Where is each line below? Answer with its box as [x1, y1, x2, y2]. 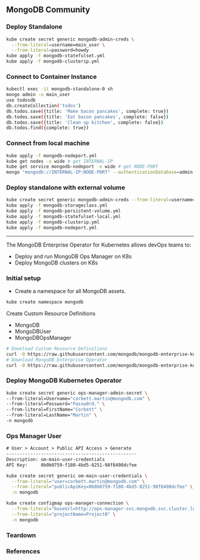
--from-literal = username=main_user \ [11, 42, 105, 48]
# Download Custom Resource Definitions [6, 346, 108, 352]
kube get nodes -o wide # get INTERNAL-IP [6, 158, 113, 164]
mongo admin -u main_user [6, 92, 70, 98]
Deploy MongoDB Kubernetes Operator [6, 376, 122, 384]
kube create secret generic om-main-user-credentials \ [6, 473, 148, 479]
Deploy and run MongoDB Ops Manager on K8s [14, 253, 132, 260]
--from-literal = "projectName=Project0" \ [11, 511, 116, 517]
